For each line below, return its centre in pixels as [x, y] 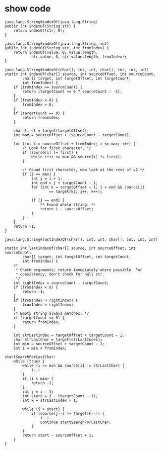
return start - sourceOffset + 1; [58, 435]
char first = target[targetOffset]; [52, 131]
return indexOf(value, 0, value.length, [56, 52]
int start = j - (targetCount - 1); [60, 396]
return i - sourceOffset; [67, 209]
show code [28, 9]
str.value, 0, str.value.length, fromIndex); [79, 57]
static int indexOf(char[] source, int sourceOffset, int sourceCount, [80, 74]
